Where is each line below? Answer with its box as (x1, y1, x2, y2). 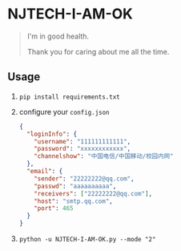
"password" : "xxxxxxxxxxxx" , (34, 145, 131, 153)
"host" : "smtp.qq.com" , (34, 197, 113, 205)
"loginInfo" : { (26, 130, 78, 138)
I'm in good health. (26, 31, 90, 41)
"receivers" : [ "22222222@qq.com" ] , (34, 189, 153, 197)
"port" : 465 (34, 204, 74, 213)
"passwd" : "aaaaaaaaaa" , (34, 182, 117, 190)
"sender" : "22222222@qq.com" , (34, 174, 135, 183)
